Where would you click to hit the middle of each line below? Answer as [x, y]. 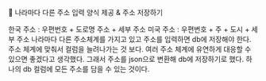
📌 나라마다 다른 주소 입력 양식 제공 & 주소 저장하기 [86, 12]
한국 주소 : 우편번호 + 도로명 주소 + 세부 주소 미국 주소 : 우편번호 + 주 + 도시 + [129, 29]
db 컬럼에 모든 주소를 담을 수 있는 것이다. [86, 69]
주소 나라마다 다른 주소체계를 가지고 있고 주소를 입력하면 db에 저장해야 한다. [134, 39]
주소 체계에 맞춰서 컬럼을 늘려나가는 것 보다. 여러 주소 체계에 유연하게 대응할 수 [130, 49]
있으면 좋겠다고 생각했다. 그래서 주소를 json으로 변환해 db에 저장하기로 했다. [126, 59]
